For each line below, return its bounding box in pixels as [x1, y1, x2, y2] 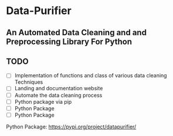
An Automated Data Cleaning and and [6, 28, 147, 38]
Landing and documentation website [14, 85, 103, 92]
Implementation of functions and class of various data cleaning [14, 72, 167, 79]
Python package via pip [14, 98, 72, 105]
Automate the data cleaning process [14, 91, 103, 98]
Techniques [14, 79, 43, 86]
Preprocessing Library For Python [6, 36, 132, 46]
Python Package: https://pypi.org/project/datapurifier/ [6, 123, 137, 130]
